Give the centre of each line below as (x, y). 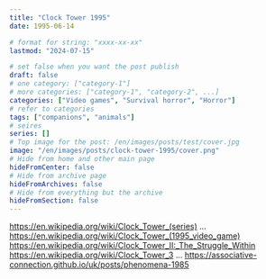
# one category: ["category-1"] (70, 84)
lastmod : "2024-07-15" (52, 50)
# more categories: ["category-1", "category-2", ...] (115, 92)
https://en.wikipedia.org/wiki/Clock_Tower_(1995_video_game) (125, 236)
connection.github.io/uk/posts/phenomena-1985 (99, 265)
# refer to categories (52, 109)
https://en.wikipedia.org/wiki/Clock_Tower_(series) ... (108, 227)
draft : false (34, 76)
